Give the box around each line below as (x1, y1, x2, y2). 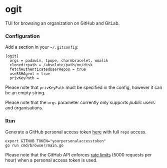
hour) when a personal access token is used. (5, 157, 97, 163)
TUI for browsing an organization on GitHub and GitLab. (5, 20, 120, 26)
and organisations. (5, 105, 43, 111)
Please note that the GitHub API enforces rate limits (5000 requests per (5, 151, 152, 157)
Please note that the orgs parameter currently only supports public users (5, 99, 155, 106)
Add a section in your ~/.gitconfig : (5, 44, 78, 50)
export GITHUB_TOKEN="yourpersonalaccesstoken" (5, 138, 106, 143)
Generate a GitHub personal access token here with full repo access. (5, 129, 146, 135)
